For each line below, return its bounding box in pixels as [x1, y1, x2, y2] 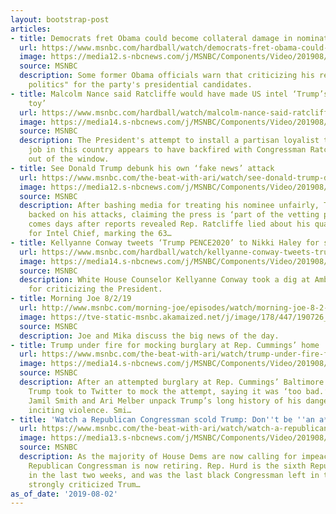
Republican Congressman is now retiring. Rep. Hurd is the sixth [28, 461, 307, 471]
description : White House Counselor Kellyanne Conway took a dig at [19, 275, 311, 285]
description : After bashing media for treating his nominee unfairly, [19, 201, 320, 211]
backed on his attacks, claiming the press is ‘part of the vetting [28, 210, 320, 220]
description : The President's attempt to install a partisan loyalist [19, 136, 320, 146]
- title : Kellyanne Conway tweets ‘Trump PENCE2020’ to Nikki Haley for [10, 237, 320, 248]
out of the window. [28, 154, 110, 164]
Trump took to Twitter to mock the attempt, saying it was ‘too [28, 386, 302, 396]
